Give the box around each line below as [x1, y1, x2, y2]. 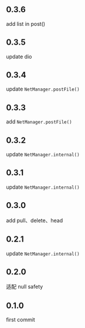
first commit [6, 316, 35, 323]
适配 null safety [6, 283, 43, 290]
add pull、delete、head [6, 217, 63, 224]
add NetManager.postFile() [6, 118, 72, 125]
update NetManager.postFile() [6, 85, 80, 93]
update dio [6, 53, 32, 60]
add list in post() [6, 20, 46, 27]
